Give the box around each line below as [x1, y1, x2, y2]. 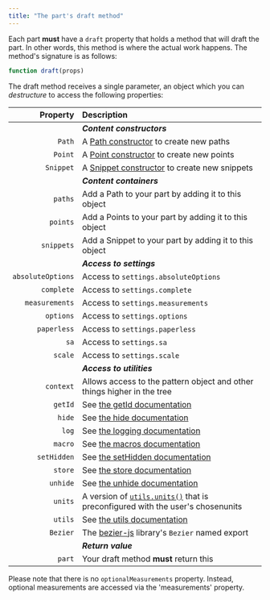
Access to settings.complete [81, 284, 192, 295]
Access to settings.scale [81, 349, 180, 360]
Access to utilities [81, 362, 153, 373]
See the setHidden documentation [81, 451, 211, 462]
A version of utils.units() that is [81, 490, 209, 502]
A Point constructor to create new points [81, 148, 235, 160]
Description [81, 109, 129, 120]
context [45, 381, 75, 391]
